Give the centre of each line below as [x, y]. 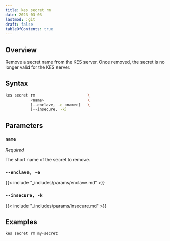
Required [15, 150]
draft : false [19, 24]
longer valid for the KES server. [38, 67]
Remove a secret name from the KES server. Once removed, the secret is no [85, 62]
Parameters [24, 125]
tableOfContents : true [29, 29]
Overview [21, 50]
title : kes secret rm [28, 10]
